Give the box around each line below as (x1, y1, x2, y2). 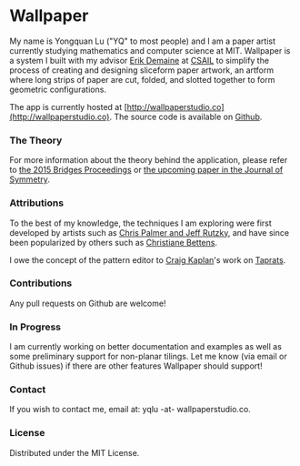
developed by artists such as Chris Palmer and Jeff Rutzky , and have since (9, 227, 289, 238)
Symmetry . (9, 174, 50, 185)
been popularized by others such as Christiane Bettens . (9, 237, 218, 248)
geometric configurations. (9, 84, 107, 95)
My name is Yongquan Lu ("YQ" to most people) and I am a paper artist (9, 35, 275, 46)
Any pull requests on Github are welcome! (9, 298, 166, 309)
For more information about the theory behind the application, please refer (9, 155, 288, 166)
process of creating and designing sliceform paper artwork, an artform (9, 65, 275, 76)
